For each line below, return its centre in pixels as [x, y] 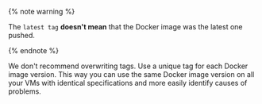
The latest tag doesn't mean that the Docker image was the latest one [126, 27]
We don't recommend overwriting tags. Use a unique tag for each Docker [128, 66]
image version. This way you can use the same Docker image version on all [131, 74]
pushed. [22, 35]
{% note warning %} [42, 12]
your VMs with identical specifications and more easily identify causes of [128, 83]
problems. [25, 91]
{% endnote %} [34, 50]
